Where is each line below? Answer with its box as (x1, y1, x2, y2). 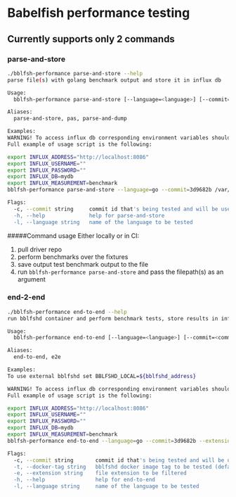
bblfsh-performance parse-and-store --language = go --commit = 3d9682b (7, 187, 212, 194)
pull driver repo (17, 245, 62, 253)
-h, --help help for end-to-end (13, 477, 156, 484)
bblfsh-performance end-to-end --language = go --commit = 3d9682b (7, 437, 197, 444)
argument (17, 275, 46, 283)
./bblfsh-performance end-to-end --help (7, 308, 128, 315)
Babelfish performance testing (7, 5, 190, 21)
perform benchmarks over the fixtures (17, 252, 129, 261)
